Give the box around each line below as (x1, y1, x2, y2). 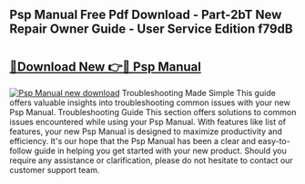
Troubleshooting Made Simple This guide (121, 88, 276, 98)
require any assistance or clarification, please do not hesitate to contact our (9, 155, 293, 166)
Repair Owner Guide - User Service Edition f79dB (9, 22, 293, 37)
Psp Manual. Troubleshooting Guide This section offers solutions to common (9, 107, 297, 117)
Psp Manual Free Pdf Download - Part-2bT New (9, 7, 282, 23)
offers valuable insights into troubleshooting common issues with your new (9, 97, 291, 108)
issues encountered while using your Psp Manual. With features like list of (9, 117, 287, 127)
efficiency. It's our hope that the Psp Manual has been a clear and (9, 136, 257, 146)
